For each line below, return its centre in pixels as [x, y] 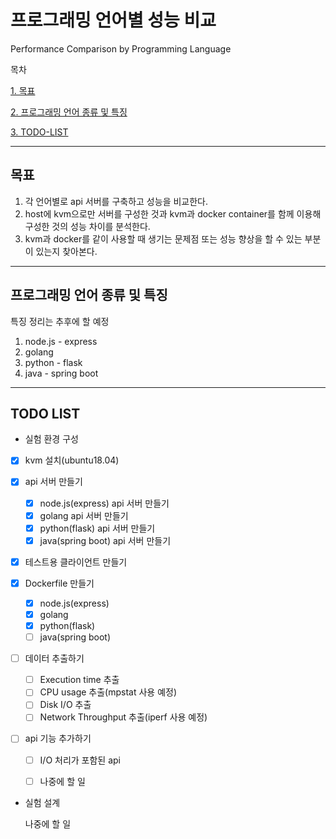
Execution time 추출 [79, 680]
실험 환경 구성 [51, 439]
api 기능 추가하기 [58, 738]
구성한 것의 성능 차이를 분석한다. [87, 226]
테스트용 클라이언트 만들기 [76, 562]
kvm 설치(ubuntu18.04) [72, 460]
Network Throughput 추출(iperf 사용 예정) [123, 717]
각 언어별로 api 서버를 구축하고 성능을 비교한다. [116, 201]
